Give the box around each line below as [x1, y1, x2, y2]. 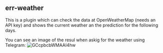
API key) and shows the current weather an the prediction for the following [5, 22, 159, 28]
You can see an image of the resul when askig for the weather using [5, 37, 145, 43]
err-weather [5, 4, 44, 12]
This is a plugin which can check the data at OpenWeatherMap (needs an [5, 17, 156, 23]
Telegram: [5, 42, 26, 48]
